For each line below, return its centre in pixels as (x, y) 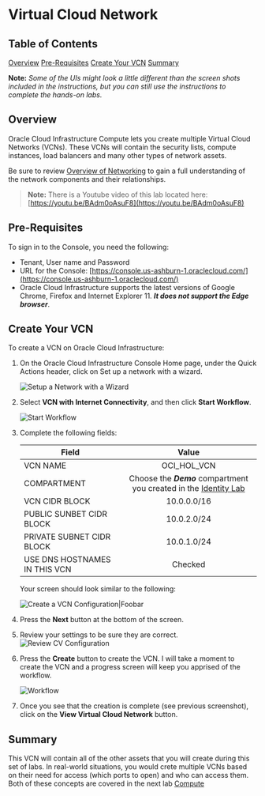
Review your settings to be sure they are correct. (99, 635)
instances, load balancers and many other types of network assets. (118, 155)
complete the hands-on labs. (55, 95)
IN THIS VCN (47, 569)
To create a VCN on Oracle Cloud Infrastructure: (86, 348)
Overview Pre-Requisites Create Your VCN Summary (94, 62)
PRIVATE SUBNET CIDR (67, 537)
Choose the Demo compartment (188, 478)
